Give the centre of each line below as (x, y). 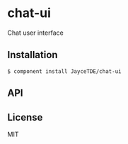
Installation (33, 55)
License (25, 117)
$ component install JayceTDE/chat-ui (64, 71)
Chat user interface (35, 33)
